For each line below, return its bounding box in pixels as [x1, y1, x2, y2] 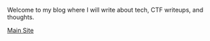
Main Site [7, 27, 35, 34]
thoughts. [7, 13, 35, 21]
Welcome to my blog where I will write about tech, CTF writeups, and [7, 6, 204, 14]
